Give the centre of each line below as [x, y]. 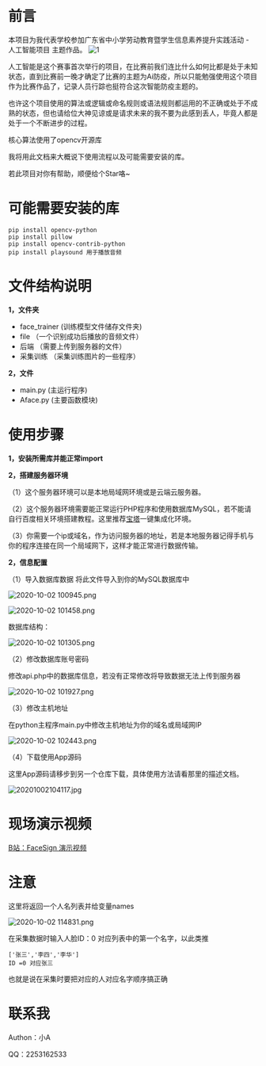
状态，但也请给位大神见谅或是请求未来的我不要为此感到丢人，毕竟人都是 [140, 113]
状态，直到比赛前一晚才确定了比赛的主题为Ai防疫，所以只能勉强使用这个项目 [133, 76]
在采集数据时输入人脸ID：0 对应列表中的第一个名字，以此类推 [108, 938]
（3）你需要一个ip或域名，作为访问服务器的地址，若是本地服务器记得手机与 [131, 535]
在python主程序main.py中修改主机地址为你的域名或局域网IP [105, 724]
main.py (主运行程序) [53, 390]
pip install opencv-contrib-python [67, 244]
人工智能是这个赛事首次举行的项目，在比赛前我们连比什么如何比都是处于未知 [133, 66]
